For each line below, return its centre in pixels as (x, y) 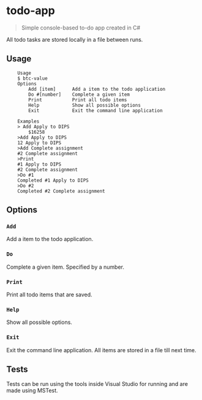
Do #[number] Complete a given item (79, 94)
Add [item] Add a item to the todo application (97, 89)
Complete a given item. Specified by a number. (65, 267)
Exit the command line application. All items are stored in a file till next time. (102, 350)
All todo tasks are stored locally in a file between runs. (75, 39)
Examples (28, 121)
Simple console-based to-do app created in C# (81, 28)
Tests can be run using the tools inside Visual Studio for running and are (97, 384)
